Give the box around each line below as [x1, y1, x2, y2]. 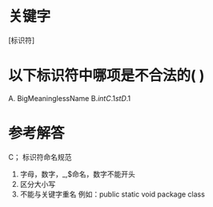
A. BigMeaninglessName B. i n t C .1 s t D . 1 [8, 93, 131, 103]
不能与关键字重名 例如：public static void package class [19, 189, 206, 199]
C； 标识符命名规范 [8, 152, 72, 161]
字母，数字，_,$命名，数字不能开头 [19, 169, 136, 179]
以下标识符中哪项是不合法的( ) [8, 67, 205, 85]
